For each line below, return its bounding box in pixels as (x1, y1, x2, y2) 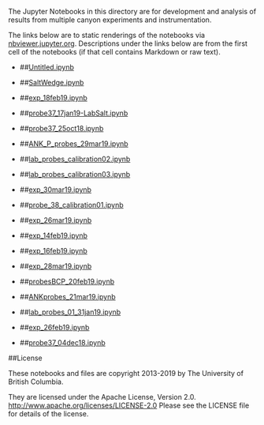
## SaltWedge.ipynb (19, 78, 84, 87)
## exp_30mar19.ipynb (19, 185, 92, 194)
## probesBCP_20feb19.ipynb (19, 276, 115, 286)
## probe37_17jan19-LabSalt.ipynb (19, 108, 128, 118)
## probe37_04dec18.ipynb (19, 338, 106, 347)
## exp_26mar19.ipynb (19, 216, 92, 224)
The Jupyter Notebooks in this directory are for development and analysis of (8, 7, 257, 16)
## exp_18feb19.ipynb (19, 93, 88, 102)
